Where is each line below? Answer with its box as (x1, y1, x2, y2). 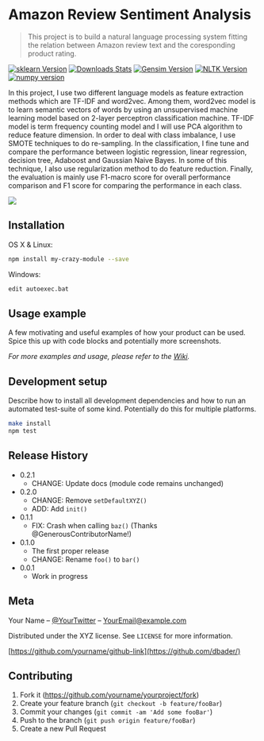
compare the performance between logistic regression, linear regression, (8, 147, 247, 156)
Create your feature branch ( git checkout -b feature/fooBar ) (19, 699, 223, 708)
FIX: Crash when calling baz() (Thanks (31, 520, 158, 530)
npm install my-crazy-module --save (8, 255, 129, 263)
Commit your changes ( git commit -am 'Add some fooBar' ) (19, 707, 213, 716)
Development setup (8, 375, 108, 388)
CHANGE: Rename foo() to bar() (31, 554, 140, 564)
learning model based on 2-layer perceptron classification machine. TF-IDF (8, 113, 254, 122)
